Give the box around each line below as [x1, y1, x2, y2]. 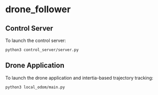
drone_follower [5, 4, 71, 15]
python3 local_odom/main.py [5, 84, 65, 90]
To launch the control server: [5, 37, 66, 43]
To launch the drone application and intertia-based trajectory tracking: [5, 75, 153, 81]
